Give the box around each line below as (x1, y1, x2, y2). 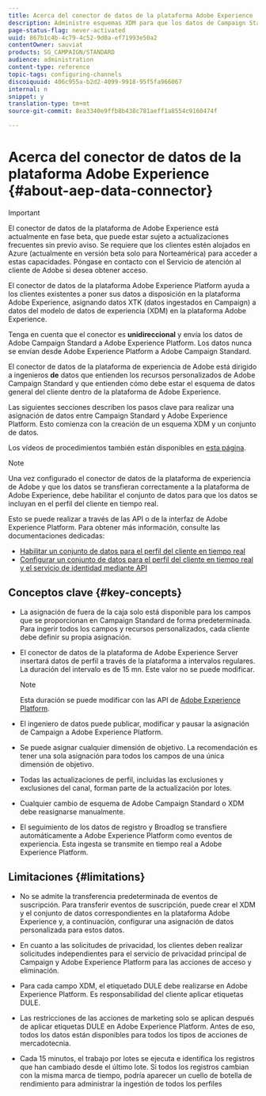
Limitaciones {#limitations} (8, 870, 146, 884)
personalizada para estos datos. (19, 925, 125, 935)
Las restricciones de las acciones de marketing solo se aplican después (19, 1013, 255, 1022)
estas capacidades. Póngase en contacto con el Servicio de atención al (8, 256, 241, 266)
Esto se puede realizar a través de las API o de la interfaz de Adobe (8, 514, 228, 523)
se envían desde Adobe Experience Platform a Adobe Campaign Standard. (8, 346, 252, 356)
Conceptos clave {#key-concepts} (8, 586, 182, 600)
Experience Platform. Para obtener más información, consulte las (8, 522, 220, 532)
